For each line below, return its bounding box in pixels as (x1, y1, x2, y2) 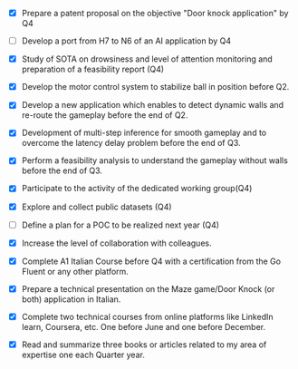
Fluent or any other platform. (21, 266, 129, 277)
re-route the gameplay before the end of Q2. (21, 110, 188, 121)
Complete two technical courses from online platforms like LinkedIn (21, 311, 274, 322)
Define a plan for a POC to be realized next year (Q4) (21, 219, 219, 230)
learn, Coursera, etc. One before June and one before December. (21, 321, 266, 332)
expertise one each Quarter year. (21, 349, 146, 360)
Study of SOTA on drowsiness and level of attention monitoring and (21, 53, 273, 64)
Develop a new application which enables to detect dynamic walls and (21, 100, 284, 111)
